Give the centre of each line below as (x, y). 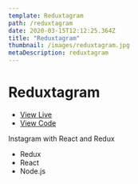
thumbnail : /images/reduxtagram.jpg (69, 46)
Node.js (33, 171)
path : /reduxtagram (41, 23)
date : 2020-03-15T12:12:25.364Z (62, 30)
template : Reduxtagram (46, 16)
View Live (36, 114)
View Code (38, 123)
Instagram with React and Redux (62, 138)
